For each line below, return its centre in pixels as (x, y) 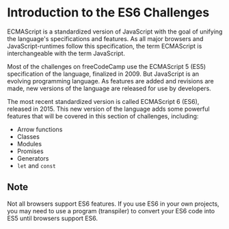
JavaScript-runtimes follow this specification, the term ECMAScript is (105, 46)
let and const (36, 165)
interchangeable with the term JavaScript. (66, 53)
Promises (30, 151)
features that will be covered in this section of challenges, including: (103, 116)
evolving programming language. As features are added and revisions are (110, 81)
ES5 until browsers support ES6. (52, 218)
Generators (33, 158)
